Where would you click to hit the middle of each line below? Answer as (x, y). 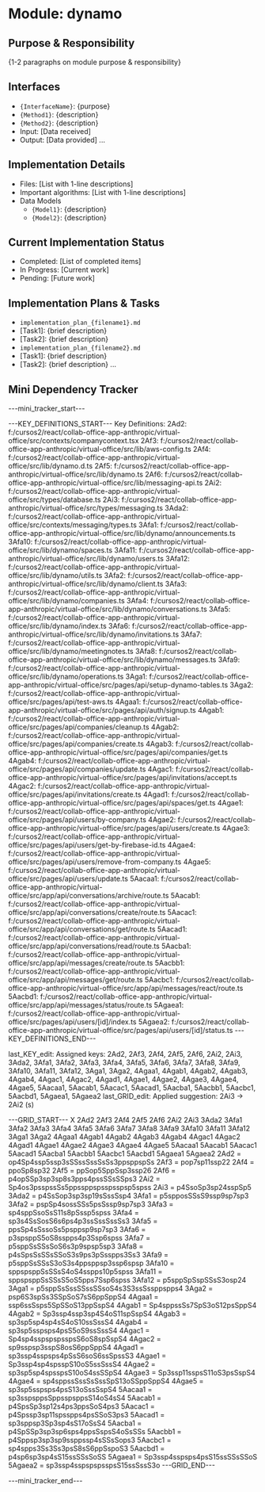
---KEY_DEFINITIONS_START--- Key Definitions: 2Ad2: (98, 424)
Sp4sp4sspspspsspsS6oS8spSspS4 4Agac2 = (85, 1339)
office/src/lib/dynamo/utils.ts (55, 576)
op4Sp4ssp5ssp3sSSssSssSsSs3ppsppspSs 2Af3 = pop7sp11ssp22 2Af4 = (131, 1162)
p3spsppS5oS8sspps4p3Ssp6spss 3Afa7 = (79, 1238)
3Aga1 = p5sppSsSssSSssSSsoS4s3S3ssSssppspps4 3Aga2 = (111, 1288)
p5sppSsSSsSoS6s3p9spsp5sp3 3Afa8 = (76, 1246)
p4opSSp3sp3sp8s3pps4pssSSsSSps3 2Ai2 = (84, 1179)
